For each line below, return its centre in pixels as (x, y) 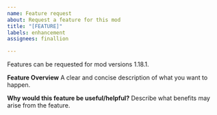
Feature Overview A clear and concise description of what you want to (107, 78)
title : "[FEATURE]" (35, 26)
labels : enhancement (37, 33)
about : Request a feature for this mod (64, 20)
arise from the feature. (39, 105)
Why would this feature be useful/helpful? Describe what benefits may (109, 98)
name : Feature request (39, 13)
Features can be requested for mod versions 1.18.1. (78, 64)
